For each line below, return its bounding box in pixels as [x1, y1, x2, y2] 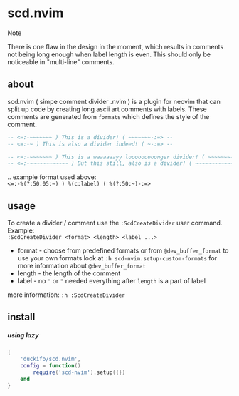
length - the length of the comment [17, 269, 121, 278]
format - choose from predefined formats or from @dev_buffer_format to [17, 246, 229, 255]
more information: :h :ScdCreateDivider [7, 290, 126, 299]
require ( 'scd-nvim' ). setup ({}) [33, 369, 126, 376]
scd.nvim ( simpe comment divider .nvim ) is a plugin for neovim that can [7, 97, 221, 106]
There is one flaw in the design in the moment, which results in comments [7, 42, 224, 51]
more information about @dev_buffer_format [17, 262, 147, 270]
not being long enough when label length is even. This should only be [7, 50, 211, 59]
